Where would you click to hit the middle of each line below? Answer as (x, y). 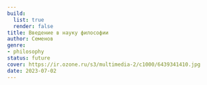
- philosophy (26, 52)
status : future (29, 58)
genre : (16, 45)
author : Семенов (30, 39)
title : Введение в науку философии (58, 33)
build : (16, 13)
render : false (33, 26)
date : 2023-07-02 (32, 71)
